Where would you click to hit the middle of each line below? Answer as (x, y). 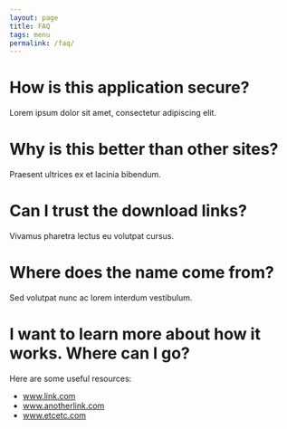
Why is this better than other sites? (144, 149)
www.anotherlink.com (63, 405)
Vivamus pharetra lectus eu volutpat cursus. (92, 236)
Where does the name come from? (142, 273)
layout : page (34, 18)
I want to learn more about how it (135, 334)
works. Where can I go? (100, 353)
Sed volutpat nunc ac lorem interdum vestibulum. (101, 298)
